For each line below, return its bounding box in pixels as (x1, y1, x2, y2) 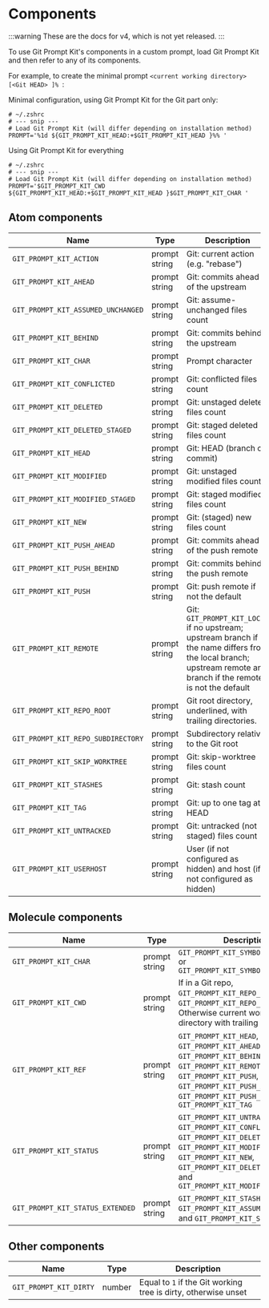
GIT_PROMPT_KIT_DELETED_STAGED (12, 426, 132, 434)
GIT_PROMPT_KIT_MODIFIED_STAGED (12, 495, 136, 503)
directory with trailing (178, 1017, 259, 1028)
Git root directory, (187, 695, 254, 706)
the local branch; (187, 652, 250, 663)
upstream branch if (187, 632, 259, 643)
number (102, 1282, 132, 1293)
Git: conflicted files (187, 373, 258, 385)
